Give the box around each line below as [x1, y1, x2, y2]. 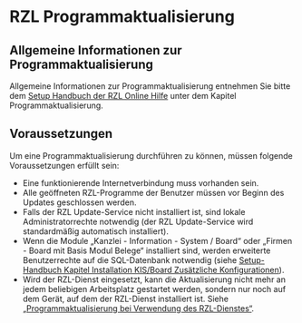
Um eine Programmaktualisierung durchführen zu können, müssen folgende [9, 150, 293, 161]
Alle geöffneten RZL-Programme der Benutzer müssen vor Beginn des [22, 187, 285, 198]
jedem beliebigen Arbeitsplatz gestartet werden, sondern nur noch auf [22, 283, 287, 294]
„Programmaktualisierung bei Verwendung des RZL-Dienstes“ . [22, 302, 255, 314]
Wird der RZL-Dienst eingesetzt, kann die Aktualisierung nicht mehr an [22, 274, 286, 285]
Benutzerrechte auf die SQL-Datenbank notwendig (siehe [22, 254, 238, 265]
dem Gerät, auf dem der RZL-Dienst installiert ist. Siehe [22, 293, 229, 304]
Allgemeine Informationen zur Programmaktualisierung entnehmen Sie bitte [9, 81, 291, 92]
